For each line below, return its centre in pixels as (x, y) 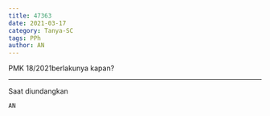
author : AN (27, 46)
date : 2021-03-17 (37, 23)
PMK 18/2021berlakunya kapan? (61, 68)
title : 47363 (30, 16)
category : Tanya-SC (41, 30)
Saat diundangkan (38, 91)
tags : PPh (25, 38)
